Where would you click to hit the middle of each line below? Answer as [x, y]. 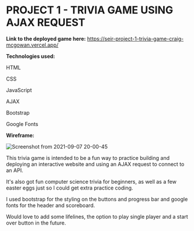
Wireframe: [20, 135]
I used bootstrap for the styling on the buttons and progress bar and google [97, 199]
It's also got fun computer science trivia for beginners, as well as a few [91, 181]
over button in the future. [36, 223]
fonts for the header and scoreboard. [51, 205]
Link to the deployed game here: [46, 38]
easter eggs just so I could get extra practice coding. [70, 188]
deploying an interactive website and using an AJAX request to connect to [95, 164]
